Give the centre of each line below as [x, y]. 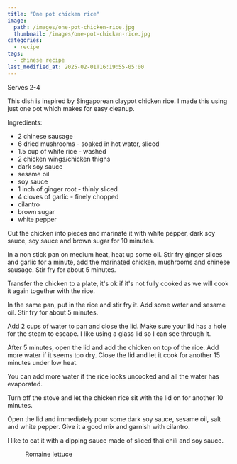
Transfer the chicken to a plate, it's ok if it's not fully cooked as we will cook [118, 283]
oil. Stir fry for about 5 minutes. [53, 312]
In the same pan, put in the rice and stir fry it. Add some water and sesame [116, 305]
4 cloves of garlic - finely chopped [68, 196]
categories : [25, 41]
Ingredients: [25, 122]
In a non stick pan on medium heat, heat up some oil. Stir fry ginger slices [115, 254]
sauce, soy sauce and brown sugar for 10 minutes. [81, 241]
